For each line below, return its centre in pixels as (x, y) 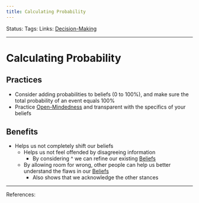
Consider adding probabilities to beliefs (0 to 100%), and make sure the (102, 94)
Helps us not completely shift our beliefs (64, 146)
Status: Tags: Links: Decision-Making (52, 28)
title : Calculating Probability (46, 12)
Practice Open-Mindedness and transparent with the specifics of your (100, 107)
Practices (24, 80)
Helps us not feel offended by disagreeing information (89, 153)
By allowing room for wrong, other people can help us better (97, 165)
